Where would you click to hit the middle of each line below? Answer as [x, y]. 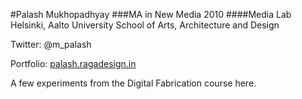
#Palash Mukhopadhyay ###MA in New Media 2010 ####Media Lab [151, 14]
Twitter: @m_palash [51, 44]
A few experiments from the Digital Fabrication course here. [133, 83]
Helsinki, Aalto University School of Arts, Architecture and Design [145, 25]
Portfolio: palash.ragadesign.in [73, 63]
